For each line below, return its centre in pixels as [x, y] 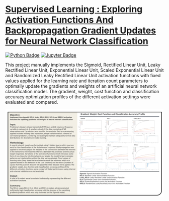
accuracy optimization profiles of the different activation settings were [78, 97]
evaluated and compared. [32, 102]
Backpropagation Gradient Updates [81, 31]
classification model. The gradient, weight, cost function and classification [82, 91]
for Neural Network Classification [77, 41]
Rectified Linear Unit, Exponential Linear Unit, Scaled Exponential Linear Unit [84, 70]
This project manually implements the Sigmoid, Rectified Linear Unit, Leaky [83, 65]
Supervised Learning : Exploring [74, 9]
